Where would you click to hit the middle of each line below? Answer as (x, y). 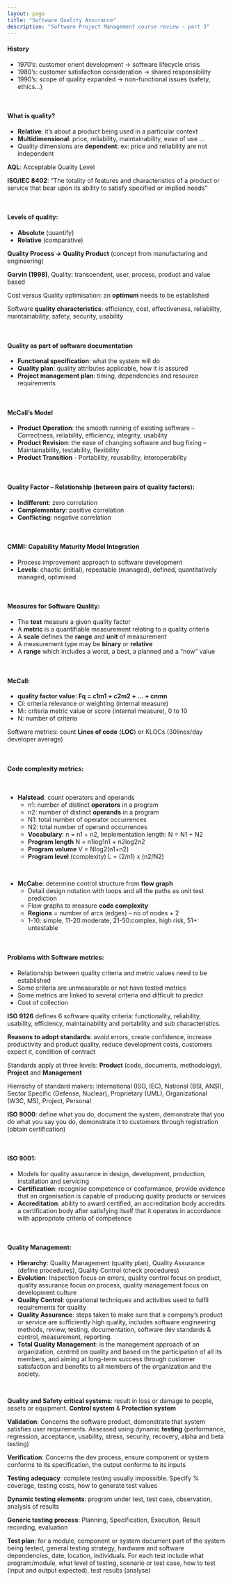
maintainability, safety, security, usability (65, 316)
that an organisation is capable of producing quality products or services (121, 1196)
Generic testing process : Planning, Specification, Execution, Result (104, 1520)
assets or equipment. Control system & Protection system (91, 1409)
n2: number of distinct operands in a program (93, 812)
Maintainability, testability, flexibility (68, 450)
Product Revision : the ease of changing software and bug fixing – (112, 443)
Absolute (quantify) (46, 232)
